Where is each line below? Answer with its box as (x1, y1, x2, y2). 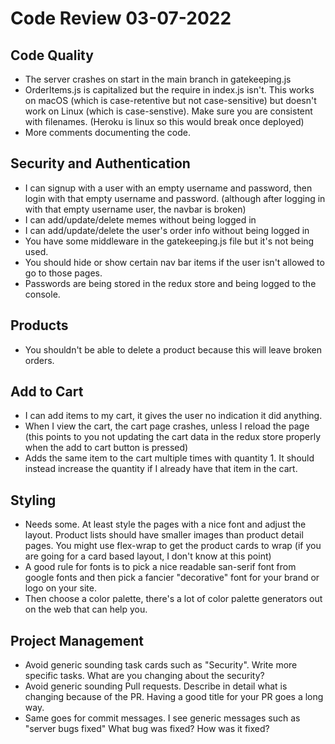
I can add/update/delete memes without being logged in (24, 213, 257, 226)
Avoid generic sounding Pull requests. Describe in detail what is (24, 680, 288, 692)
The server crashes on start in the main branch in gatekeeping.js (24, 73, 292, 85)
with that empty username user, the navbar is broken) (24, 203, 247, 215)
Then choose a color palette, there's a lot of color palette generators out (24, 593, 323, 605)
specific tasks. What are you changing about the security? (24, 670, 265, 682)
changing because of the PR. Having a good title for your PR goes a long (24, 691, 324, 703)
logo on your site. (24, 582, 97, 594)
